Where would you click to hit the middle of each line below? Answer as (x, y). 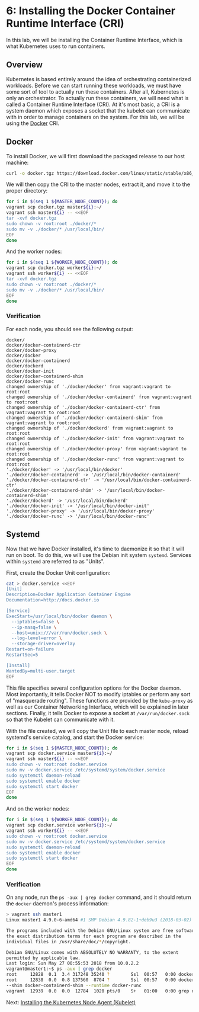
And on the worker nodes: (38, 809)
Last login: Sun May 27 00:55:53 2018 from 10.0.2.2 (73, 963)
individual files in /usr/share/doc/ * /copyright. (69, 941)
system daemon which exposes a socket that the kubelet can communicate (98, 110)
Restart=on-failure (30, 649)
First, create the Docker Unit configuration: (58, 572)
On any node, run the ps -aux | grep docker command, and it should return (99, 897)
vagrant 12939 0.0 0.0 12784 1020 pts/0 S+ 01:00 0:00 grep (98, 991)
